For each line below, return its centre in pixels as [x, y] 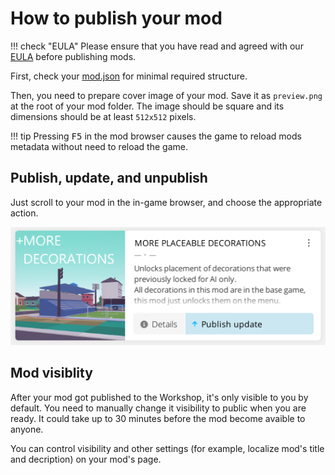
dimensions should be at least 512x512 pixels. [103, 116]
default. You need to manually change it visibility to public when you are [158, 408]
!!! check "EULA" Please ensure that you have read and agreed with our [157, 46]
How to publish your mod [116, 18]
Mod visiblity [51, 373]
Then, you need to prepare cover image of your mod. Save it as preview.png [166, 95]
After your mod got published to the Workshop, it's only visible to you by [159, 397]
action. [24, 213]
